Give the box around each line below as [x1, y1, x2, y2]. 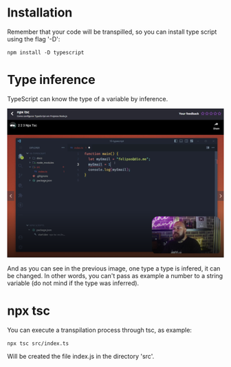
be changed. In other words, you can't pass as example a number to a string [7, 271, 223, 280]
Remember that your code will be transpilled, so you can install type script [7, 28, 217, 36]
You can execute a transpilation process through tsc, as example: [7, 326, 192, 334]
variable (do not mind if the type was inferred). [7, 279, 140, 287]
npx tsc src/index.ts [7, 339, 69, 347]
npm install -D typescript [7, 49, 85, 56]
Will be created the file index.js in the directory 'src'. [7, 352, 155, 360]
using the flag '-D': [7, 34, 60, 43]
